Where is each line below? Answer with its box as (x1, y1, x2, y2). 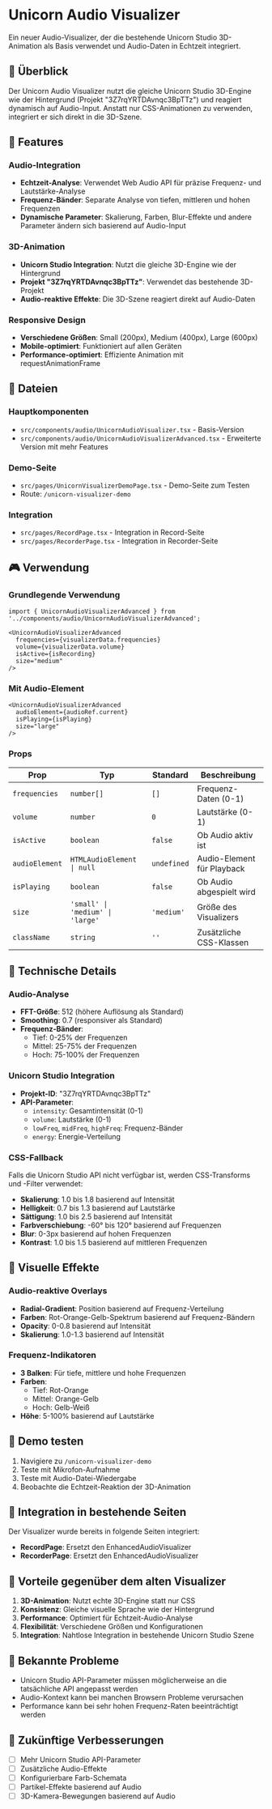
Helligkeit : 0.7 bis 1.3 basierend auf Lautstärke (19, 1202, 176, 1212)
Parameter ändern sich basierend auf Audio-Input (19, 221, 186, 231)
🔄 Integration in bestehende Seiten (8, 1505, 187, 1519)
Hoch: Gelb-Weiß (32, 1403, 91, 1412)
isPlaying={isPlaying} (15, 715, 92, 724)
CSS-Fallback (8, 1151, 63, 1163)
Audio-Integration (8, 160, 81, 171)
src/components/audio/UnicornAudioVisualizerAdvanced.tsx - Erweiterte (19, 433, 261, 443)
